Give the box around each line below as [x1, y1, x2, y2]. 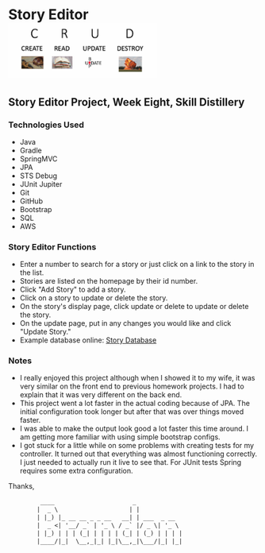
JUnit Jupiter [19, 179, 63, 188]
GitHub [19, 196, 44, 206]
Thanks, [8, 481, 35, 491]
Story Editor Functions [8, 241, 97, 252]
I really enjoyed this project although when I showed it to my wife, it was [19, 373, 255, 383]
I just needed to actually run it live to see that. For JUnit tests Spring [19, 458, 242, 467]
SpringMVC [19, 153, 58, 164]
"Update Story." [19, 327, 71, 337]
